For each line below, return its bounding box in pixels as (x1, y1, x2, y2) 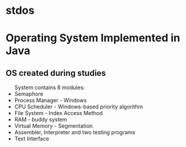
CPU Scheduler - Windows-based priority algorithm (14, 103, 143, 110)
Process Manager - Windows (14, 97, 87, 104)
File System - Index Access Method (14, 110, 103, 117)
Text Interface (14, 135, 49, 142)
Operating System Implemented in (5, 31, 181, 45)
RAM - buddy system (14, 116, 67, 124)
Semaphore (14, 90, 43, 98)
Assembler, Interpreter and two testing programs (14, 129, 135, 136)
